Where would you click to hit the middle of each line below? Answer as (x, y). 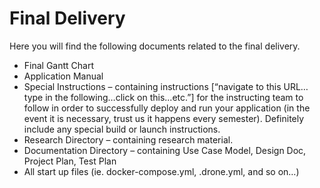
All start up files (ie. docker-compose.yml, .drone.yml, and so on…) (161, 171)
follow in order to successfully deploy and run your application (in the (167, 108)
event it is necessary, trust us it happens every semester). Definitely (164, 118)
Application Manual (63, 76)
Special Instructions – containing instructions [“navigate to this (152, 86)
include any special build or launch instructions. (122, 129)
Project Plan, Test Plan (70, 161)
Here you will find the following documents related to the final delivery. (155, 46)
